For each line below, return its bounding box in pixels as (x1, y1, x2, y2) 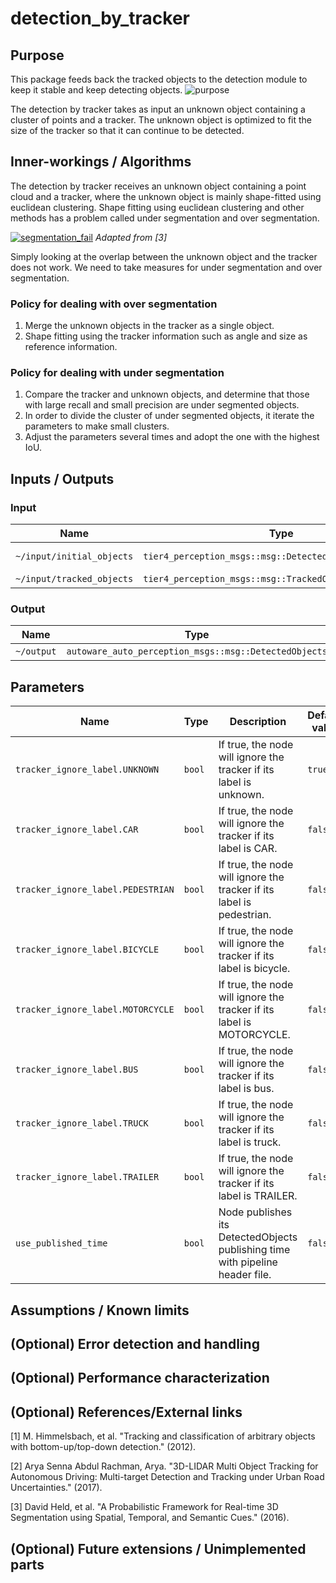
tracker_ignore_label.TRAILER (15, 1172, 160, 1183)
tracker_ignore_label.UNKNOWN (15, 764, 160, 776)
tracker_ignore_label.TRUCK (15, 1118, 149, 1129)
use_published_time (15, 1238, 108, 1249)
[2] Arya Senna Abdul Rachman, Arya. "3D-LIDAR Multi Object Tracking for (10, 1460, 319, 1472)
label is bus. (218, 1082, 275, 1096)
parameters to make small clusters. (24, 420, 170, 432)
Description (229, 715, 287, 729)
